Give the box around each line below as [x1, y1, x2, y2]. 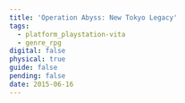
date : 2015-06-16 [9, 80, 74, 89]
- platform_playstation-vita [17, 30, 126, 39]
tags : [9, 21, 29, 30]
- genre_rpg [17, 38, 63, 47]
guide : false [9, 64, 58, 73]
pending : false [9, 72, 66, 81]
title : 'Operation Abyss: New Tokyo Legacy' [9, 13, 178, 22]
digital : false [9, 47, 66, 56]
